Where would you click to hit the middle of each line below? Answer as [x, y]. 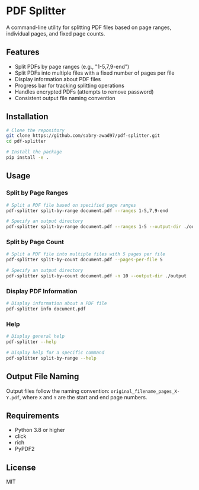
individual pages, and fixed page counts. [56, 33]
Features [23, 52]
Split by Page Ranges [37, 193]
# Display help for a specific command [55, 353]
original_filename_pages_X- [145, 391]
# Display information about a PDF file [57, 303]
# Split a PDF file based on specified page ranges [71, 205]
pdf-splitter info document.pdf [46, 309]
